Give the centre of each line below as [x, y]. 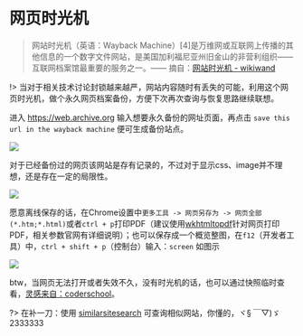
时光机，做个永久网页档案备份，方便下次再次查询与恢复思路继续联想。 [147, 98]
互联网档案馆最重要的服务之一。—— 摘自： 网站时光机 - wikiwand [153, 68]
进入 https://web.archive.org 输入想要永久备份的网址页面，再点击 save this [150, 117]
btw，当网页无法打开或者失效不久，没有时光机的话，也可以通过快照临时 [143, 282]
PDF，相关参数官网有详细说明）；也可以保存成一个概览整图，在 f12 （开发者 [148, 235]
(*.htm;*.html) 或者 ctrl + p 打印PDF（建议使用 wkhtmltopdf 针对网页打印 [145, 223]
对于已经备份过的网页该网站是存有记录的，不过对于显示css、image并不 [142, 164]
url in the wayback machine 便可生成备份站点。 [99, 128]
